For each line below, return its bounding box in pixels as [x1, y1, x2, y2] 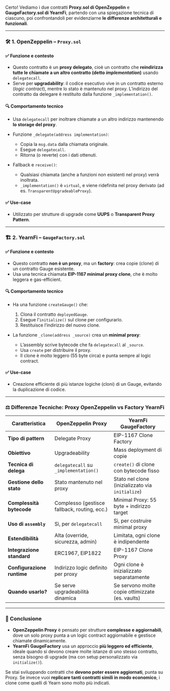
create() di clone [113, 461, 155, 468]
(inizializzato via [113, 482, 152, 489]
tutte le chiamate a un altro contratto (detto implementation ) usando [12, 69, 158, 76]
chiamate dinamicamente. [12, 637, 67, 643]
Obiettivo [8, 450, 31, 457]
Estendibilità [8, 535, 39, 542]
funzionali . [5, 20, 28, 26]
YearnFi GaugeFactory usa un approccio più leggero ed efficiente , [12, 643, 153, 649]
